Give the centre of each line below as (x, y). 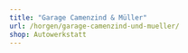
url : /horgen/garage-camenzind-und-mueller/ (94, 26)
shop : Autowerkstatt (48, 34)
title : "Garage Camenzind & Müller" (78, 18)
